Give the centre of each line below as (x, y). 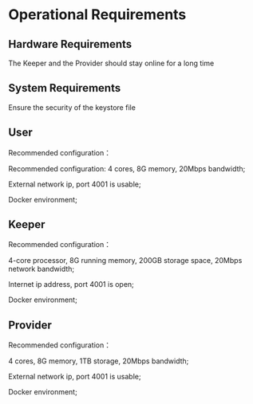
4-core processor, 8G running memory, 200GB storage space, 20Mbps (125, 261)
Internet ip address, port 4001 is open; (71, 284)
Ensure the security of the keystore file (72, 107)
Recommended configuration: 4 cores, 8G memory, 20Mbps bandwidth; (127, 168)
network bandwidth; (42, 269)
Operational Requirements (97, 15)
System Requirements (65, 88)
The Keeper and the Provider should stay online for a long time (111, 63)
